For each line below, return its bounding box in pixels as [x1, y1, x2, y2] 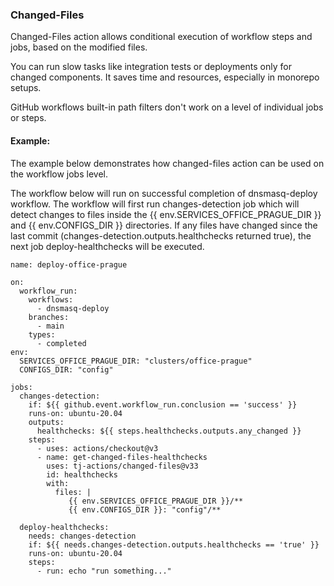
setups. [10, 82, 42, 94]
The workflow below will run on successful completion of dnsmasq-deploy [10, 187, 318, 199]
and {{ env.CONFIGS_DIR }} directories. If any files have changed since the [10, 219, 318, 231]
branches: [28, 312, 70, 322]
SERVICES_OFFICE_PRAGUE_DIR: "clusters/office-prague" [19, 356, 253, 366]
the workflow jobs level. [10, 168, 108, 180]
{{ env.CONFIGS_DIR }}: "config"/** [68, 504, 222, 515]
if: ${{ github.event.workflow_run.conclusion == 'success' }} [28, 399, 298, 410]
